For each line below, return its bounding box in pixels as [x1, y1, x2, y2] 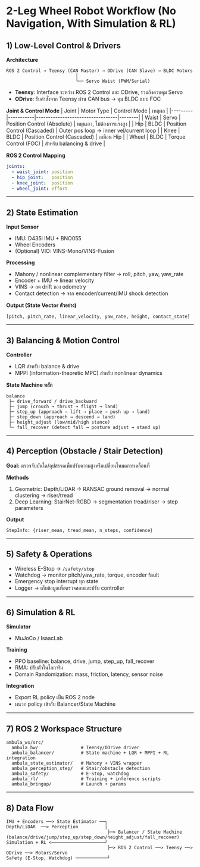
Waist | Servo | [145, 114, 181, 121]
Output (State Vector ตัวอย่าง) [6, 302, 77, 309]
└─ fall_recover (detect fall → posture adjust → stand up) [8, 424, 161, 430]
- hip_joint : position [11, 174, 73, 180]
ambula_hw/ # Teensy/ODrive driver [11, 745, 140, 751]
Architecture [6, 57, 39, 63]
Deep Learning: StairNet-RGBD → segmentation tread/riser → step [14, 498, 179, 505]
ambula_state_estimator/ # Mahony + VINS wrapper [11, 760, 143, 766]
